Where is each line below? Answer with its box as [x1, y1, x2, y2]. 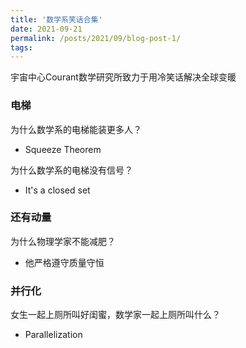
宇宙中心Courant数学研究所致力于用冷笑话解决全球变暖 [10, 71, 237, 83]
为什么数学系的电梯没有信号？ [10, 164, 133, 176]
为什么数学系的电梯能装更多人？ [10, 123, 142, 135]
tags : [10, 42, 33, 53]
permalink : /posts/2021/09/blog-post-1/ [10, 33, 182, 43]
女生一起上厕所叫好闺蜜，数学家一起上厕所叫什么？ [10, 309, 221, 321]
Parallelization [24, 329, 83, 341]
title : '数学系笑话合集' [10, 14, 103, 25]
